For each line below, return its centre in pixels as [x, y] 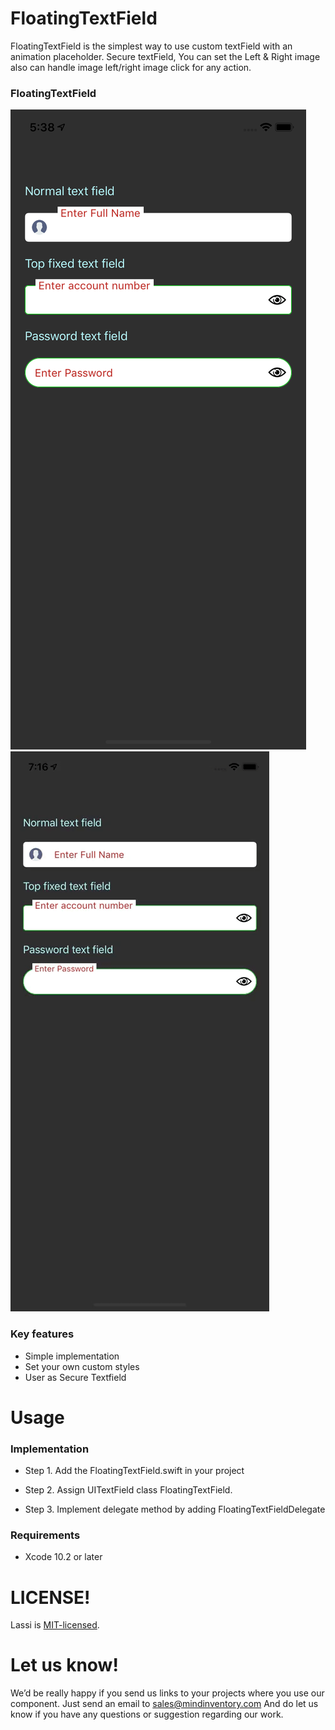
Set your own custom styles [82, 1366]
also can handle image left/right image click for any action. [131, 67]
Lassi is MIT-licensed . [55, 1625]
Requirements [45, 1535]
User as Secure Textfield [75, 1377]
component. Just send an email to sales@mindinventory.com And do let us [164, 1704]
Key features [42, 1334]
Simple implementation [72, 1356]
